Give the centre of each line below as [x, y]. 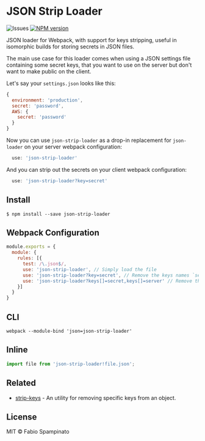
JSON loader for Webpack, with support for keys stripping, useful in [92, 40]
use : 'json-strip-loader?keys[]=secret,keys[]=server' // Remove [107, 281]
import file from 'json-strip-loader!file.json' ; [71, 364]
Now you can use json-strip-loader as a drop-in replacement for [89, 140]
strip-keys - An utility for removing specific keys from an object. [95, 398]
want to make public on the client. [49, 71]
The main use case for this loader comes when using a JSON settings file [99, 58]
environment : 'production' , [48, 100]
